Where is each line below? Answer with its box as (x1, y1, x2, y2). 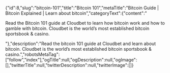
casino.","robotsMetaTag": (5, 51, 60, 57)
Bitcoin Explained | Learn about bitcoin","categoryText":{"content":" (5, 10, 148, 16)
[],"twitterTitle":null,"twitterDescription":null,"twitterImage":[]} (5, 62, 134, 68)
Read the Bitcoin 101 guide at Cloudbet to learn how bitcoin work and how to (5, 20, 165, 26)
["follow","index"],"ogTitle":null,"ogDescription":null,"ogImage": (5, 57, 137, 63)
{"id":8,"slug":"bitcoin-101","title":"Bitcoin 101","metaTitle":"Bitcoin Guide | (5, 5, 159, 11)
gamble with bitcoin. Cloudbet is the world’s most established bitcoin (5, 25, 150, 31)
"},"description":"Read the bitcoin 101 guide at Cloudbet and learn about (5, 41, 156, 47)
